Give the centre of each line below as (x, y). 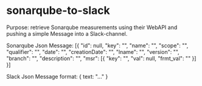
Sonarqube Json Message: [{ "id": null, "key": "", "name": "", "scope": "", (97, 45)
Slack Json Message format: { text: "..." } (57, 76)
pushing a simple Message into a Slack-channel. (67, 33)
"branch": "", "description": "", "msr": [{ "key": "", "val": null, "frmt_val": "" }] (101, 58)
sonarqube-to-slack (58, 11)
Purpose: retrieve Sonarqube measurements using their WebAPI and (92, 27)
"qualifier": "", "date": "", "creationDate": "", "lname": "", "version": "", (93, 51)
